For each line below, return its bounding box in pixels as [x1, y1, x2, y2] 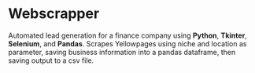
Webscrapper [8, 5, 100, 23]
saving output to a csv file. [8, 56, 94, 65]
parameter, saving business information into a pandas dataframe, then [8, 47, 236, 57]
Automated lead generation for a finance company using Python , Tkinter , [8, 31, 248, 40]
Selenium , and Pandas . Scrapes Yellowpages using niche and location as [8, 38, 247, 48]
